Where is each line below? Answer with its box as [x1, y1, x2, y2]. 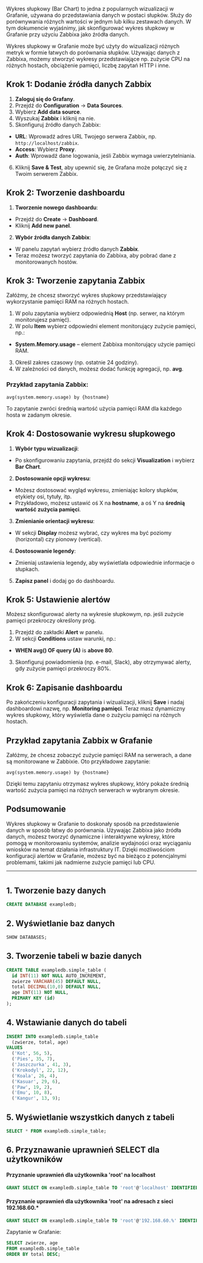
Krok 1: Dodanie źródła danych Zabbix [6, 79, 152, 89]
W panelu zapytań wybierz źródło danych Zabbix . [14, 245, 140, 253]
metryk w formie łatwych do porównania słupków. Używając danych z [6, 49, 180, 56]
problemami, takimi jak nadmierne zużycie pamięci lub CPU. [6, 859, 156, 866]
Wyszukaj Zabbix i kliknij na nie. [14, 114, 95, 122]
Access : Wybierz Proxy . [14, 145, 77, 153]
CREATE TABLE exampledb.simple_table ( [6, 967, 107, 973]
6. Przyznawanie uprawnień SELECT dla [6, 1145, 160, 1155]
